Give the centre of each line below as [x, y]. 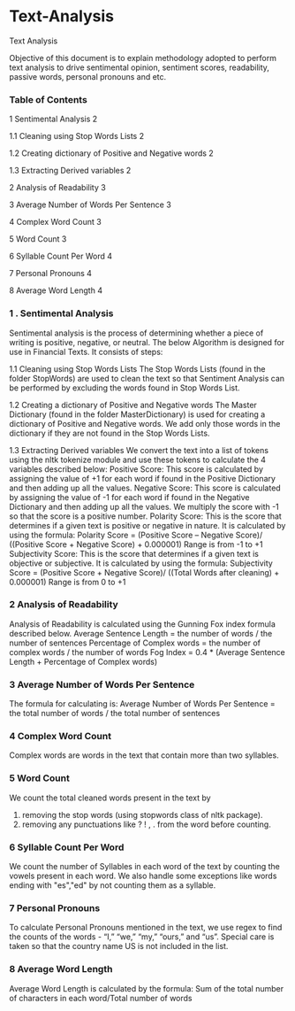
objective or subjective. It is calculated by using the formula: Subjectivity [141, 563]
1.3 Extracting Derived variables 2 [70, 171]
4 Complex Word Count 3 [55, 222]
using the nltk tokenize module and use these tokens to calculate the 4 [138, 459]
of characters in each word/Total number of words [101, 998]
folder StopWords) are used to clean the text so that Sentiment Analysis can [147, 378]
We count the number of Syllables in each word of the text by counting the [145, 867]
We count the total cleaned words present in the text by [110, 798]
